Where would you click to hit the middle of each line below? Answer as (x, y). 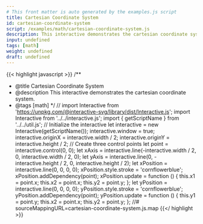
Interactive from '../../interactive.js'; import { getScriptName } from (97, 118)
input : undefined (28, 40)
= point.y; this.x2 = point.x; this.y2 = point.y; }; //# (77, 202)
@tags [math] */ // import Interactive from (67, 105)
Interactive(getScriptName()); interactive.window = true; (85, 131)
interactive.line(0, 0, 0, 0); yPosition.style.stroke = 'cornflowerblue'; (99, 189)
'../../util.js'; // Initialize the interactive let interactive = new (87, 124)
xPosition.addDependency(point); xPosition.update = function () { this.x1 (105, 176)
